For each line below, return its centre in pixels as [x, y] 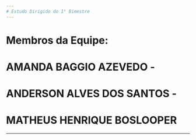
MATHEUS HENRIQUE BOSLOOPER [92, 120]
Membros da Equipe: [57, 40]
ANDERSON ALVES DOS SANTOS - [91, 94]
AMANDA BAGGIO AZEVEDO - [81, 67]
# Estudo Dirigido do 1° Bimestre [48, 11]
